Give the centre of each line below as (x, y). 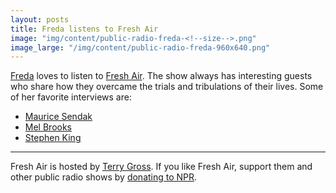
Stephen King (53, 138)
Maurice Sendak (58, 117)
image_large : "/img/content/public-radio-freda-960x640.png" (140, 47)
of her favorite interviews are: (71, 97)
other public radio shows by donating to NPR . (104, 177)
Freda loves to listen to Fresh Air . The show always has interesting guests (161, 76)
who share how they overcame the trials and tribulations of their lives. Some (167, 87)
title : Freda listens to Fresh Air (84, 29)
